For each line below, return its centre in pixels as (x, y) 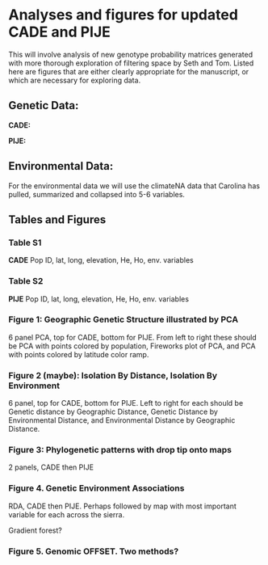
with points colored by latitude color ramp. (79, 354)
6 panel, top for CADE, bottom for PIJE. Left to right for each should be (126, 403)
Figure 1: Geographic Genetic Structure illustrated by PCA (124, 319)
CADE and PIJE (60, 32)
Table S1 (25, 242)
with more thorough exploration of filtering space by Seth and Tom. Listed (131, 63)
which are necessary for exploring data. (75, 80)
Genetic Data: (44, 105)
